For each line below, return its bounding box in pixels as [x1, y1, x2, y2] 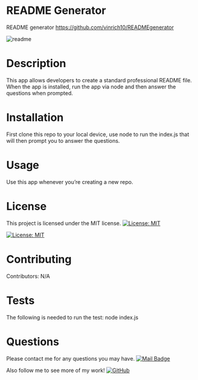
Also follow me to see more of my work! [6, 367, 106, 374]
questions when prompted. [6, 89, 74, 97]
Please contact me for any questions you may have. [6, 355, 135, 362]
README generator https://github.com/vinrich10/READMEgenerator [6, 24, 174, 31]
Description [6, 57, 66, 70]
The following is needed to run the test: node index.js [6, 313, 139, 321]
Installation [6, 111, 64, 125]
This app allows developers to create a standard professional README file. [6, 76, 192, 84]
